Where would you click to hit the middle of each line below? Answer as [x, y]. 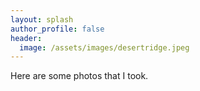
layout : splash [42, 19]
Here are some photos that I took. [79, 76]
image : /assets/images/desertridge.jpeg [104, 47]
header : [26, 38]
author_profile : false [57, 29]
